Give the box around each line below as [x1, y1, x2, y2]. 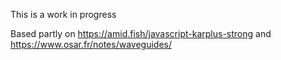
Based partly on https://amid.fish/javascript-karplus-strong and [10, 28, 272, 39]
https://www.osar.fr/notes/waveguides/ [10, 39, 172, 50]
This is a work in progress [10, 9, 117, 20]
